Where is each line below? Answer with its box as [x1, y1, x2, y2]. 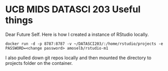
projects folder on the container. [5, 60, 73, 66]
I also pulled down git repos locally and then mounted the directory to [5, 55, 152, 61]
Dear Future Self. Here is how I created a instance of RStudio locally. [5, 31, 149, 37]
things [5, 14, 33, 26]
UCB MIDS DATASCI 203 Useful [5, 4, 141, 15]
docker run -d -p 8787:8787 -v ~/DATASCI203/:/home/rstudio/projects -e [5, 41, 163, 46]
